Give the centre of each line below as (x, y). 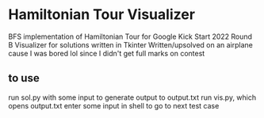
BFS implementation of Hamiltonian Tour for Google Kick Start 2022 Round (130, 36)
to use (24, 78)
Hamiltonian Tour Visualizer (102, 15)
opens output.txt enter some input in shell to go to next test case (114, 105)
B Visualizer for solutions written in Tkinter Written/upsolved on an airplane (131, 44)
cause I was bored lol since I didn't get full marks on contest (107, 53)
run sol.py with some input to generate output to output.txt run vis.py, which (132, 97)
